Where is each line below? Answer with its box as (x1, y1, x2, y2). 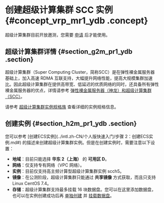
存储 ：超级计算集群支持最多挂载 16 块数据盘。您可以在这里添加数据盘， (12, 186, 156, 192)
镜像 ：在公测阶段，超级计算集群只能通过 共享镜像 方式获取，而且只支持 (12, 174, 156, 180)
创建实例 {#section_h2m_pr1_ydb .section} (5, 120, 137, 128)
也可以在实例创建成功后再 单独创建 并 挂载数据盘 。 (12, 192, 115, 198)
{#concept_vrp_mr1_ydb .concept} (5, 15, 148, 26)
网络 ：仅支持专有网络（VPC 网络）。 (12, 162, 84, 168)
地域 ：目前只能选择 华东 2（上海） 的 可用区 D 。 (12, 156, 110, 162)
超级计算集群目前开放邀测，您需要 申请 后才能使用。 (5, 32, 110, 38)
